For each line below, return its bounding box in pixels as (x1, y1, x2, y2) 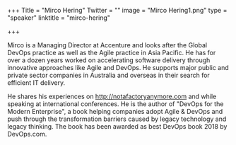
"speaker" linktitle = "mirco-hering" (7, 13, 111, 22)
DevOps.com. (7, 130, 47, 138)
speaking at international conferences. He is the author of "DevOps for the (7, 100, 224, 108)
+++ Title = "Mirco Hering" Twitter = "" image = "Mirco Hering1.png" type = (7, 6, 228, 14)
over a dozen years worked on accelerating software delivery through (7, 56, 211, 64)
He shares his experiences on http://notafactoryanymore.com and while (7, 92, 217, 100)
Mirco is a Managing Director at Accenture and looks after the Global (7, 41, 207, 49)
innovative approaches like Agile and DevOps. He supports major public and (7, 64, 230, 71)
